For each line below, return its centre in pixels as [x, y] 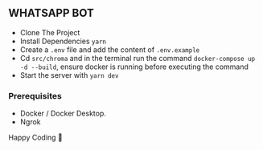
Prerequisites [35, 95]
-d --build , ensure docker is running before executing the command [134, 67]
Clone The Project [50, 32]
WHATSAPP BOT [51, 13]
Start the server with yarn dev [69, 75]
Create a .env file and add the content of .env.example [110, 49]
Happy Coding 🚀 [35, 138]
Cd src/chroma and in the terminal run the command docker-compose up [138, 58]
